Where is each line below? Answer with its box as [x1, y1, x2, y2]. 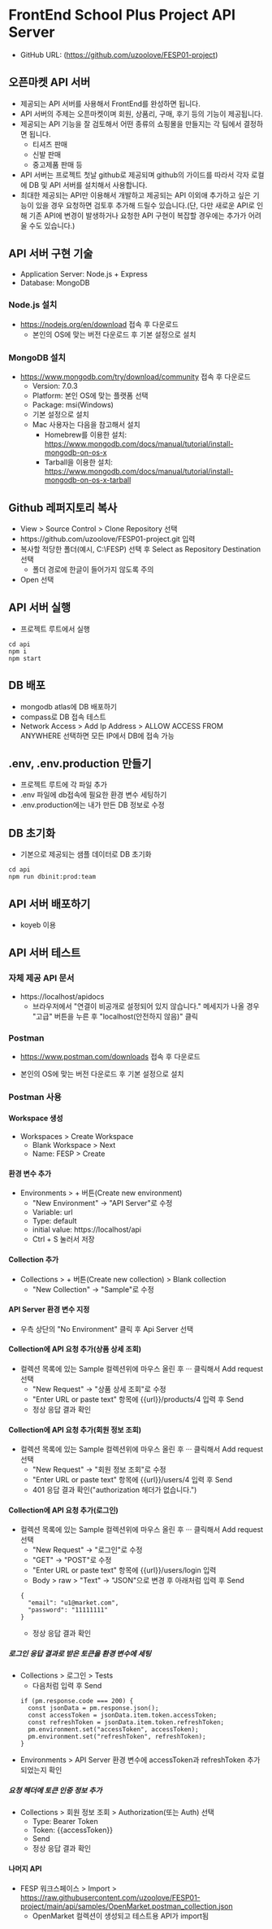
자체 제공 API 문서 [8, 972, 75, 984]
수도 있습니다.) [28, 220, 76, 230]
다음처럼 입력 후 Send [32, 1681, 102, 1691]
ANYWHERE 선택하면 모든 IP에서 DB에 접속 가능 [19, 731, 175, 740]
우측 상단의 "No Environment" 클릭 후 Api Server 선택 [19, 1324, 194, 1333]
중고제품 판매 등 [32, 159, 83, 169]
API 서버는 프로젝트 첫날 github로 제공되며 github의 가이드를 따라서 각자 [19, 169, 250, 180]
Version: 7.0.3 [32, 381, 79, 391]
